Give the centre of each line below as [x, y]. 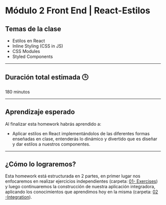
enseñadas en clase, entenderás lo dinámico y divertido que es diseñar [85, 139]
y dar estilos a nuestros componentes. [51, 144]
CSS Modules [26, 51]
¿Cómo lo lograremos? [41, 164]
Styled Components [33, 56]
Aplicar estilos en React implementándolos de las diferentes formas [81, 133]
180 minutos [18, 92]
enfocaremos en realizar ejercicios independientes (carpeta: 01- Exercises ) [82, 181]
